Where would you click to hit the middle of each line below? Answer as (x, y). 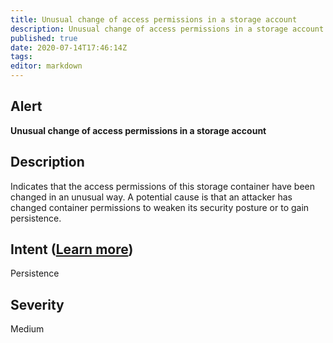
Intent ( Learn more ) (72, 249)
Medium (27, 329)
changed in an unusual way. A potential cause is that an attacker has (151, 197)
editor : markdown (46, 66)
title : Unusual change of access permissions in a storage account (154, 19)
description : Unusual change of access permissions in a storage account (167, 29)
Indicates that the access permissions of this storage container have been (163, 186)
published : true (44, 38)
